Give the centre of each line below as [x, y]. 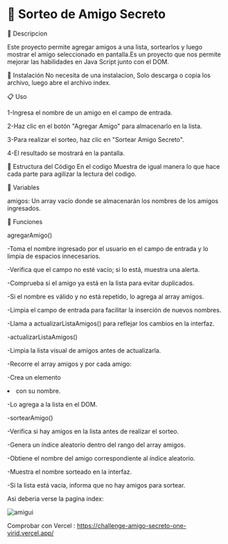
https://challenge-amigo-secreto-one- [132, 525]
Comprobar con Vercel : [41, 525]
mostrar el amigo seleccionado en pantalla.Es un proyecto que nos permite [114, 54]
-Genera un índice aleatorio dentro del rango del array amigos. [96, 445]
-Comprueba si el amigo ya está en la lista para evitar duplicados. [101, 283]
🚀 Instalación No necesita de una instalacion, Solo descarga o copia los [109, 75]
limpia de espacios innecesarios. [54, 256]
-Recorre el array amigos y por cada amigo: [69, 364]
